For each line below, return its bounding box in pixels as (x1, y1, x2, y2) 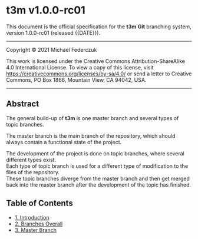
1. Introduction (14, 214, 49, 221)
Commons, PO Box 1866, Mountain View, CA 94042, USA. (6, 76, 147, 83)
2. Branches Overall (14, 220, 63, 227)
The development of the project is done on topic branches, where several (6, 150, 184, 157)
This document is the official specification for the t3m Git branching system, (6, 23, 192, 30)
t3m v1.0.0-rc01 (6, 4, 85, 17)
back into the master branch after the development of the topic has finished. (6, 181, 192, 188)
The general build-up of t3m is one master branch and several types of (6, 114, 179, 121)
